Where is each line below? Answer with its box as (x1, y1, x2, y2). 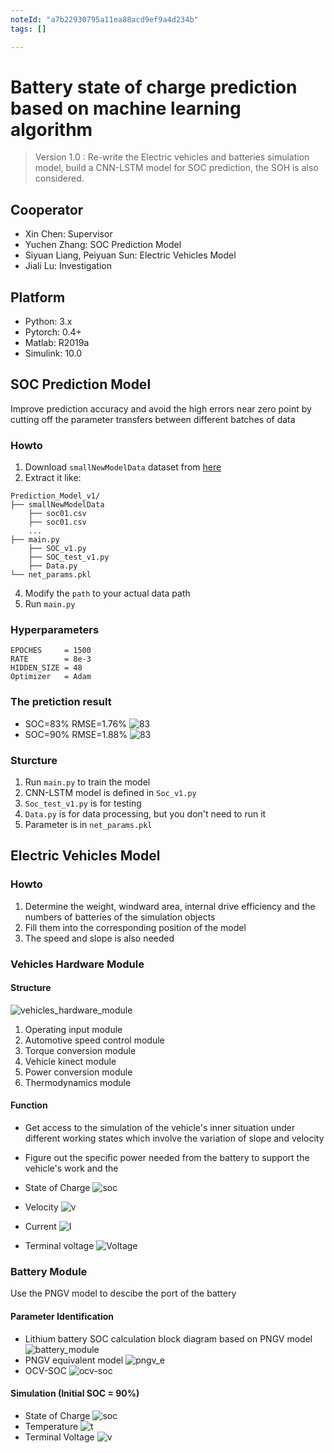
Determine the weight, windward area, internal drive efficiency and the (24, 900, 316, 912)
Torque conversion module (24, 1044, 137, 1056)
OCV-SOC (24, 1364, 68, 1376)
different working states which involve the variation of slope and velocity (24, 1132, 325, 1145)
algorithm (10, 118, 93, 141)
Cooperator (10, 201, 84, 218)
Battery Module (10, 1265, 88, 1278)
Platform (10, 289, 66, 306)
